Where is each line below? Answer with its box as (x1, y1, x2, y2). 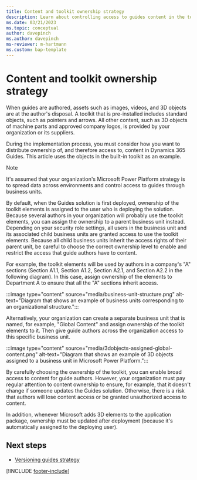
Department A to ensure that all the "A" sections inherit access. (6, 279, 158, 286)
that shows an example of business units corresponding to (42, 297, 184, 304)
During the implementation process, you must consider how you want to (6, 140, 181, 147)
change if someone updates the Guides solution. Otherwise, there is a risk (6, 387, 185, 394)
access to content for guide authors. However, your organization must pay (6, 374, 186, 381)
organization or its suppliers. (6, 129, 75, 136)
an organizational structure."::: (6, 303, 79, 310)
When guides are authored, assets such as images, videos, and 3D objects (6, 104, 186, 111)
